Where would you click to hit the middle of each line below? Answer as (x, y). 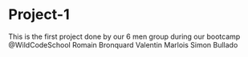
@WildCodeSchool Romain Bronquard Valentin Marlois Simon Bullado (123, 44)
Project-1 (39, 15)
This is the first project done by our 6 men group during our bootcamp (124, 36)
